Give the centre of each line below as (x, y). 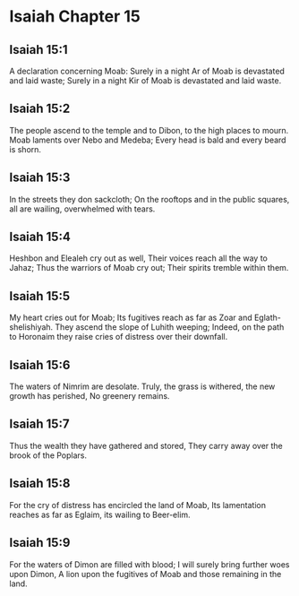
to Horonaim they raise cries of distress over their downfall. (119, 337)
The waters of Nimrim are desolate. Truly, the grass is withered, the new (142, 386)
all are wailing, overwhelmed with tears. (82, 209)
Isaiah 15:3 (40, 178)
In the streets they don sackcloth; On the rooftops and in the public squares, (149, 199)
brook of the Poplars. (48, 455)
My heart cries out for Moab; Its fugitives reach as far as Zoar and (131, 318)
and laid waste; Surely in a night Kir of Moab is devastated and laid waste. (145, 81)
